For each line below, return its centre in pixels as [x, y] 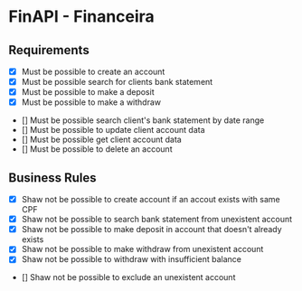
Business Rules [52, 178]
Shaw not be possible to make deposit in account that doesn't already [151, 230]
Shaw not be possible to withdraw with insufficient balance [131, 259]
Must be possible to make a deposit [88, 92]
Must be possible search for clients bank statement [117, 82]
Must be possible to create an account [93, 71]
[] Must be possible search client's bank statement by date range [143, 120]
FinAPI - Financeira [81, 17]
